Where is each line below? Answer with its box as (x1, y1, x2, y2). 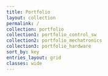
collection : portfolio (6, 26, 64, 32)
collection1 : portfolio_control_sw (6, 32, 97, 38)
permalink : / (6, 20, 40, 26)
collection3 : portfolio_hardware (6, 44, 92, 50)
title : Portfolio (6, 9, 51, 15)
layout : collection (6, 15, 56, 21)
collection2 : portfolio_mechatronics (6, 37, 103, 44)
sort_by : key (6, 49, 40, 55)
